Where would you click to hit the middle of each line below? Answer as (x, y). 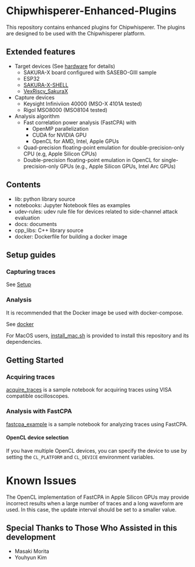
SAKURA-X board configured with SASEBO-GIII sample (90, 72)
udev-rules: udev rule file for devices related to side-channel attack (96, 211)
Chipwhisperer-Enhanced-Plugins (91, 11)
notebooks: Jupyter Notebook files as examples (73, 205)
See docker (20, 324)
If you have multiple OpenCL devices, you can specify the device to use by (97, 450)
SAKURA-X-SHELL (46, 85)
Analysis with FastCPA (39, 412)
